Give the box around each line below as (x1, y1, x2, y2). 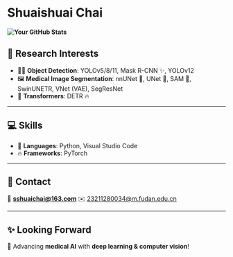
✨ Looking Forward (7, 224, 92, 236)
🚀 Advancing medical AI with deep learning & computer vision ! (7, 242, 189, 251)
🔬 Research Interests (7, 48, 99, 60)
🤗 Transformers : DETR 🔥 (17, 91, 89, 100)
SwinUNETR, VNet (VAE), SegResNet (17, 85, 123, 93)
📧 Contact (7, 175, 51, 188)
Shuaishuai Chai (7, 5, 103, 21)
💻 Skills (7, 120, 43, 132)
